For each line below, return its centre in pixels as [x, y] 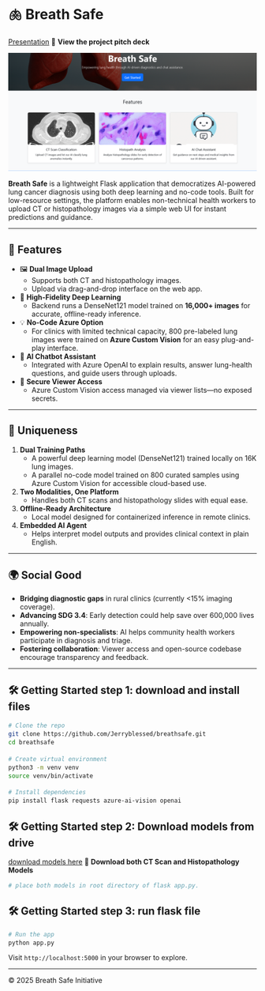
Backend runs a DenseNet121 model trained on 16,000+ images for [141, 305]
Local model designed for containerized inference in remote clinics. [141, 517]
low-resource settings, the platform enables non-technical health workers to [132, 201]
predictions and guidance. [50, 217]
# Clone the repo [37, 726]
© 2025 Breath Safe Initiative [55, 981]
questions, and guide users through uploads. [104, 373]
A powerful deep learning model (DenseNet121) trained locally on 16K [144, 458]
